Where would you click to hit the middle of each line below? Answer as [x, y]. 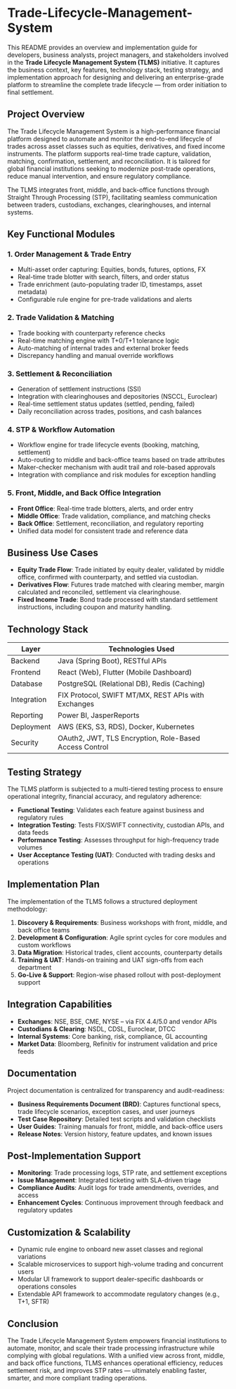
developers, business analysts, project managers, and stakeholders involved [118, 55]
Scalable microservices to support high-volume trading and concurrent [120, 1265]
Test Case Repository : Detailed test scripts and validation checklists [117, 1119]
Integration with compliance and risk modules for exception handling [117, 475]
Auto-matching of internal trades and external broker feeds [103, 348]
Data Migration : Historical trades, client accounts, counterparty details [120, 952]
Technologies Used [142, 649]
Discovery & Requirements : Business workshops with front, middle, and [122, 922]
